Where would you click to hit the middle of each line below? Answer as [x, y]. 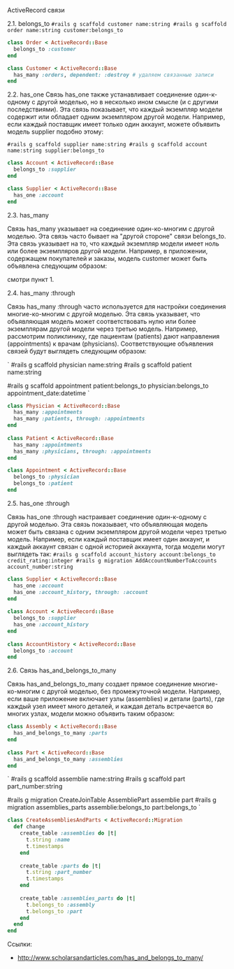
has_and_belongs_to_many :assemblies [68, 759]
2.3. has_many [28, 215]
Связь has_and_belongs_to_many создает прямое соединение [100, 684]
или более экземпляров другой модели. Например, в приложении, [108, 250]
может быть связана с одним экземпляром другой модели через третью [117, 532]
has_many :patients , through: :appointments [79, 419]
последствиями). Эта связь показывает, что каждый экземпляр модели [115, 109]
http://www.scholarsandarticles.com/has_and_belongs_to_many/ [110, 958]
